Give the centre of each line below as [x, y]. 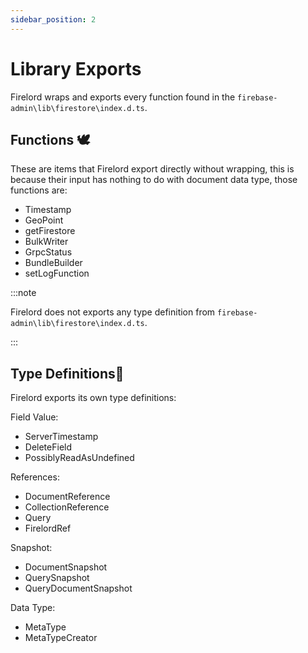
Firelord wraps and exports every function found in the [123, 97]
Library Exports [76, 68]
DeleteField [48, 447]
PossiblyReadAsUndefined [79, 458]
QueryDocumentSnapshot [78, 588]
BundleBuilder [53, 263]
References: [35, 477]
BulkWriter [46, 242]
